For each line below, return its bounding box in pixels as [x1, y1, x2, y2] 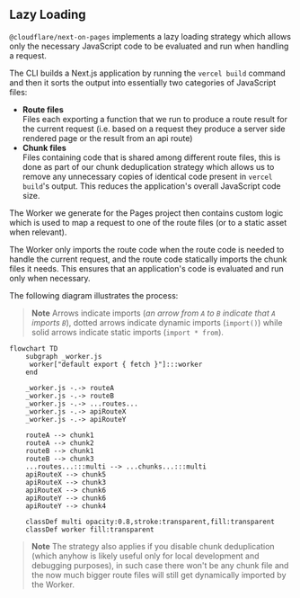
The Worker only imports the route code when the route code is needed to [9, 244, 285, 254]
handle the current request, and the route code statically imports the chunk [9, 254, 287, 264]
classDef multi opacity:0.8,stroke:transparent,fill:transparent [25, 517, 276, 526]
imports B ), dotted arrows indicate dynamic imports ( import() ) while [31, 317, 283, 327]
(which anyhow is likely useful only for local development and [31, 550, 260, 561]
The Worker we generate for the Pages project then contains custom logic [9, 207, 284, 219]
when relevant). [9, 227, 67, 237]
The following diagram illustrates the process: [9, 290, 179, 300]
